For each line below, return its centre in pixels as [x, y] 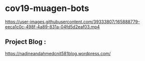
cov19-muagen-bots [47, 8]
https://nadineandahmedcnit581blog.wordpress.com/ [58, 53]
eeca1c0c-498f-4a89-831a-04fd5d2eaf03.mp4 [52, 26]
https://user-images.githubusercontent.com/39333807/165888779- [72, 22]
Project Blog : [26, 42]
